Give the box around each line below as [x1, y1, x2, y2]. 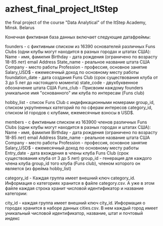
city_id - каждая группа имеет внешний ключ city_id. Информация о [5, 200, 146, 206]
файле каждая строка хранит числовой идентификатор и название [5, 185, 144, 191]
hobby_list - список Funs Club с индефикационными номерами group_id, [5, 99, 155, 105]
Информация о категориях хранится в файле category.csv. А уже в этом [5, 180, 155, 186]
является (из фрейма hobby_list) [5, 165, 72, 171]
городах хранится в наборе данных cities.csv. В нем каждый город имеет [5, 205, 158, 211]
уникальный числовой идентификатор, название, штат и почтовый [5, 210, 143, 216]
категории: [5, 191, 28, 196]
